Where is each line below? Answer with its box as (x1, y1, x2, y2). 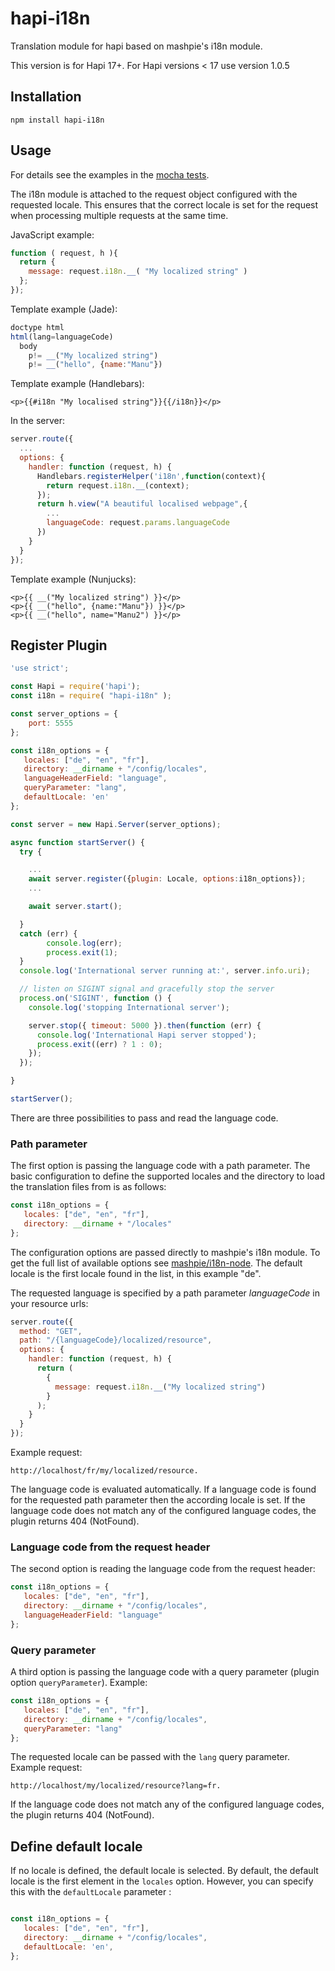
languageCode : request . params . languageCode (46, 518, 230, 528)
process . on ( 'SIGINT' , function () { (19, 993, 172, 1003)
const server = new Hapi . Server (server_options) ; (10, 819, 222, 829)
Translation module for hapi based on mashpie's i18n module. (10, 40, 263, 52)
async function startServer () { (10, 837, 145, 847)
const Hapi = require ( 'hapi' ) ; (10, 682, 141, 692)
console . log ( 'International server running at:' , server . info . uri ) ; (19, 966, 311, 976)
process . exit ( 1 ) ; (46, 947, 118, 957)
